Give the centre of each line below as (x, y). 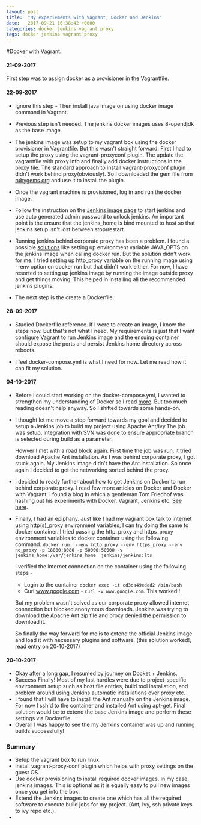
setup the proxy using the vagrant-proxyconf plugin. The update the (99, 155)
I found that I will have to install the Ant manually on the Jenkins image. (103, 699)
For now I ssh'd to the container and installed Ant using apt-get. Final (100, 706)
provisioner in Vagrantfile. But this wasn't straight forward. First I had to (103, 148)
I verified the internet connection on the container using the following (100, 566)
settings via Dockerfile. (43, 718)
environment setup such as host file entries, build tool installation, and (101, 686)
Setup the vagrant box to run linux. (58, 760)
